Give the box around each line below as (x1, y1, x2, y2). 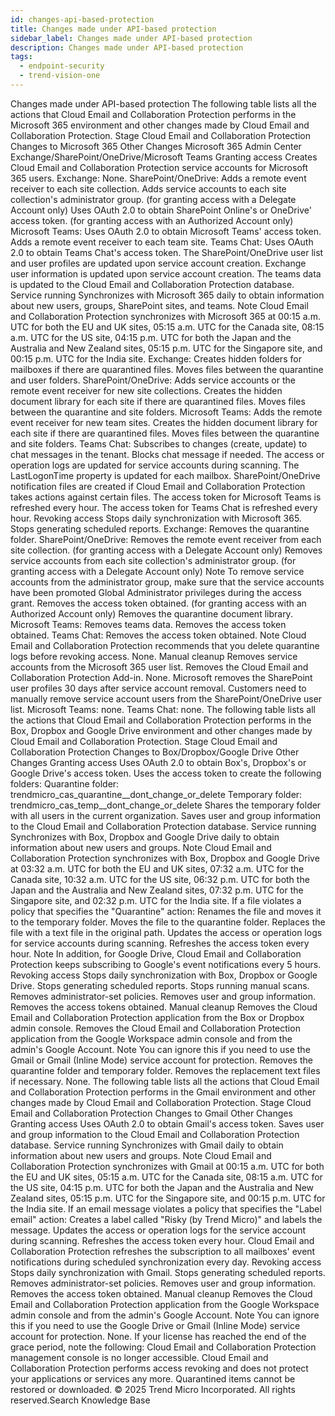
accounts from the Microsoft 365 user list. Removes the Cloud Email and (10, 661, 309, 673)
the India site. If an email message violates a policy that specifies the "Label (10, 1202, 322, 1215)
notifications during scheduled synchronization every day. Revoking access (10, 1256, 322, 1268)
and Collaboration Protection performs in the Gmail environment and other (10, 1086, 317, 1098)
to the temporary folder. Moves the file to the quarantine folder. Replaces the (10, 916, 326, 928)
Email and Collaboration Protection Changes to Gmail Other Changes (10, 1107, 293, 1119)
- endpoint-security (19, 61, 105, 71)
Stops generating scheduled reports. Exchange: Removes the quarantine (10, 522, 310, 535)
